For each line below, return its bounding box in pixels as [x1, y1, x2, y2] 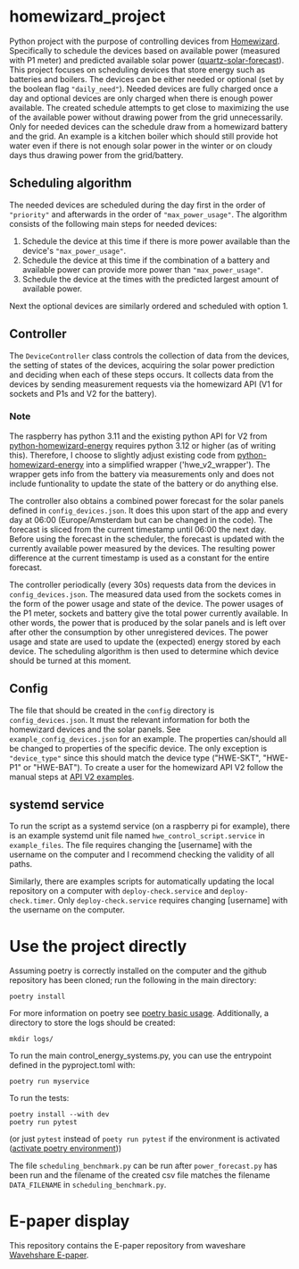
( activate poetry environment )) [9, 1143, 122, 1154]
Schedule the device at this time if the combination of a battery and [21, 255, 270, 265]
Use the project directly [9, 936, 187, 956]
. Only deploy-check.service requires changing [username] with [53, 895, 288, 906]
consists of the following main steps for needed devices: [9, 218, 217, 229]
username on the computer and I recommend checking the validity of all [9, 849, 275, 860]
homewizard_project [9, 6, 166, 27]
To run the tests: [9, 1093, 70, 1104]
